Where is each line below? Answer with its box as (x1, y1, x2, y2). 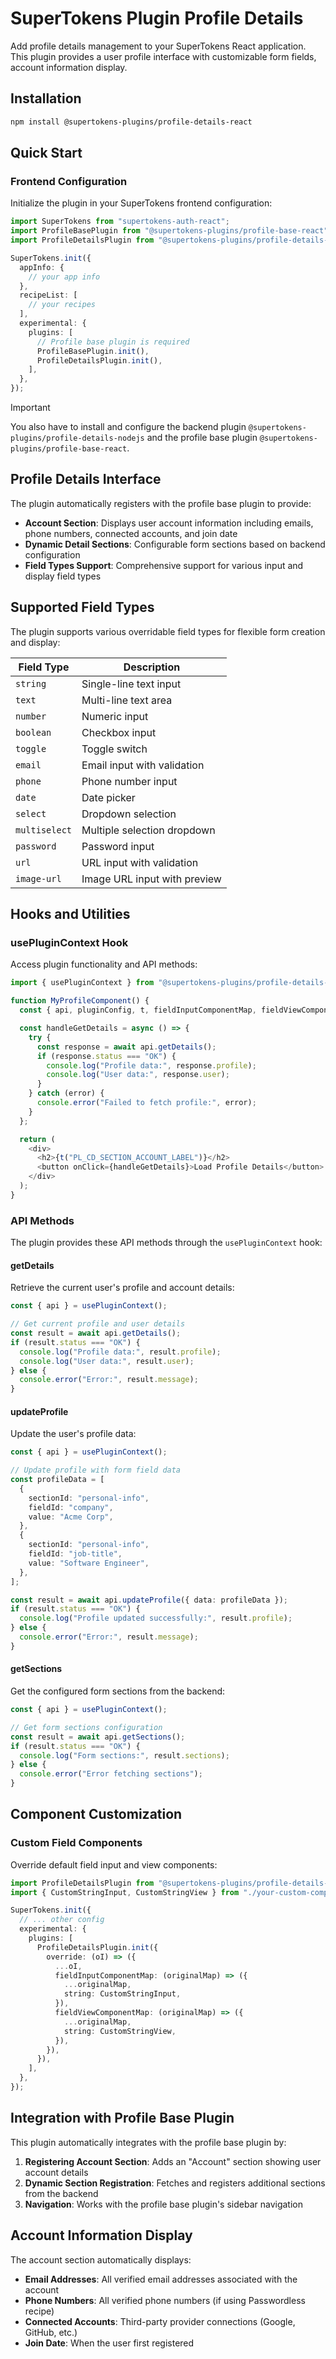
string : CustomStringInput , (63, 1989, 182, 1999)
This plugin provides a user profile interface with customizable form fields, (10, 50, 317, 62)
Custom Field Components (10, 1836, 143, 1850)
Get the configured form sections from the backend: (10, 1685, 226, 1697)
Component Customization (10, 1806, 183, 1823)
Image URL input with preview (81, 872, 222, 886)
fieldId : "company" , (28, 1502, 114, 1512)
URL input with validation (81, 855, 199, 869)
